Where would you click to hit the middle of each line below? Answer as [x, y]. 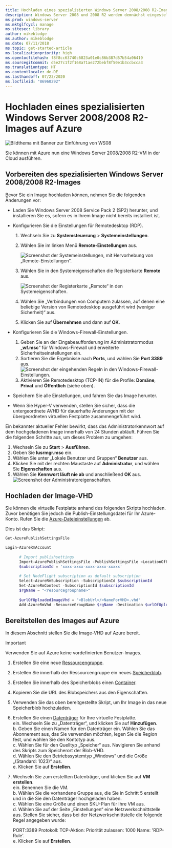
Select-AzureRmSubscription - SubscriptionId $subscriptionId [85, 581]
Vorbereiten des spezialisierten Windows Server [84, 174]
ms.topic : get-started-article [39, 48]
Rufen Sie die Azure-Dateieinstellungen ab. [66, 519]
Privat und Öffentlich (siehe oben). [58, 385]
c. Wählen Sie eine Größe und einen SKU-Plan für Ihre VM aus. [79, 804]
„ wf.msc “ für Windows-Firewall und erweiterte [70, 347]
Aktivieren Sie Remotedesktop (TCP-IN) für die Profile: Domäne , [88, 380]
